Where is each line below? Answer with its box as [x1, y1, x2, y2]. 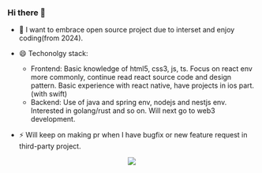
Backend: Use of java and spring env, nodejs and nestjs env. [30, 98, 227, 107]
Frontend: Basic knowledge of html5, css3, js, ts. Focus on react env [30, 64, 253, 73]
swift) [49, 89, 68, 99]
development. [30, 115, 76, 124]
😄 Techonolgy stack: [18, 49, 88, 58]
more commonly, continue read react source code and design [30, 73, 232, 82]
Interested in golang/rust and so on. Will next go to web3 [30, 106, 215, 115]
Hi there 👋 [7, 7, 47, 18]
